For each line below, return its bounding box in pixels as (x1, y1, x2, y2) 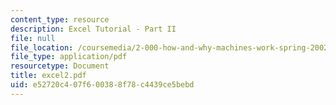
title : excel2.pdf (10, 71, 87, 81)
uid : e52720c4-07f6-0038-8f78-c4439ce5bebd (10, 80, 195, 90)
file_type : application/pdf (10, 52, 128, 62)
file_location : (10, 42, 74, 53)
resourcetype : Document (10, 61, 110, 71)
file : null (10, 33, 56, 43)
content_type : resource (10, 14, 110, 25)
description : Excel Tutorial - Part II (10, 24, 177, 34)
